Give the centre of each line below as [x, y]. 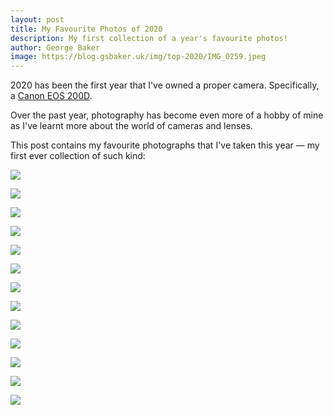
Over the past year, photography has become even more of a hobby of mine [167, 115]
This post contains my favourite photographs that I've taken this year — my [165, 145]
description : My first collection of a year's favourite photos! [149, 38]
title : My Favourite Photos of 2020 [86, 29]
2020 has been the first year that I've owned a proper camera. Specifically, [165, 85]
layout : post [37, 19]
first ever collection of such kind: [78, 156]
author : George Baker [55, 47]
